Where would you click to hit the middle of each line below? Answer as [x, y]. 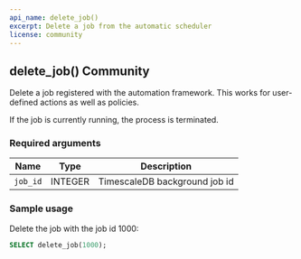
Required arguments [55, 143]
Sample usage [42, 208]
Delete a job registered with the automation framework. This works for [140, 93]
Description [166, 166]
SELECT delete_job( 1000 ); [58, 245]
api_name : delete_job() [54, 18]
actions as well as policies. [90, 102]
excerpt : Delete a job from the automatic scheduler [111, 26]
